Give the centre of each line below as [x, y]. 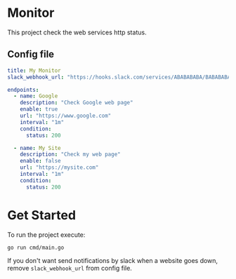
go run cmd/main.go [36, 247]
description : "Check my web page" [70, 155]
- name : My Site [37, 148]
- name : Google [36, 96]
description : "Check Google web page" [77, 103]
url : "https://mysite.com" [59, 168]
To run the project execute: [46, 234]
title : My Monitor [34, 70]
